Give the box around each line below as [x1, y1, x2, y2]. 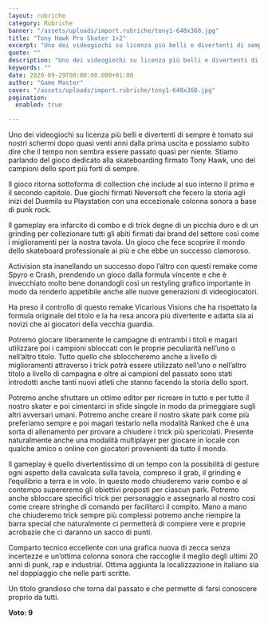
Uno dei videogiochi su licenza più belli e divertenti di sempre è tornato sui [8, 130, 254, 140]
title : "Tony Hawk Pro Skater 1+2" [8, 34, 127, 42]
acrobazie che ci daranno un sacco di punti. [8, 527, 153, 537]
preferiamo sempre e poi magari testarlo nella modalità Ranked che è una [8, 418, 250, 428]
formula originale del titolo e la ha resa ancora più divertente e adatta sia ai [8, 311, 254, 321]
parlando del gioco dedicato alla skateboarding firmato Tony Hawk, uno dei [8, 155, 256, 165]
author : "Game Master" [8, 78, 84, 86]
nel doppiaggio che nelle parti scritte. [8, 569, 132, 578]
